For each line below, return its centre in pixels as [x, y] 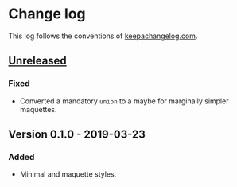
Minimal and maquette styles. [68, 174]
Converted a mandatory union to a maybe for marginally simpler [124, 101]
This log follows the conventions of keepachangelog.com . [103, 36]
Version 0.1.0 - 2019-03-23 [77, 135]
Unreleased [38, 61]
